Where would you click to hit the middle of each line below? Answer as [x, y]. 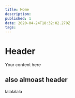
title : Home [17, 9]
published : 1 [18, 18]
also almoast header [36, 80]
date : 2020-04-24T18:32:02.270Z [37, 23]
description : [18, 14]
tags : [10, 28]
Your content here [23, 65]
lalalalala [14, 91]
